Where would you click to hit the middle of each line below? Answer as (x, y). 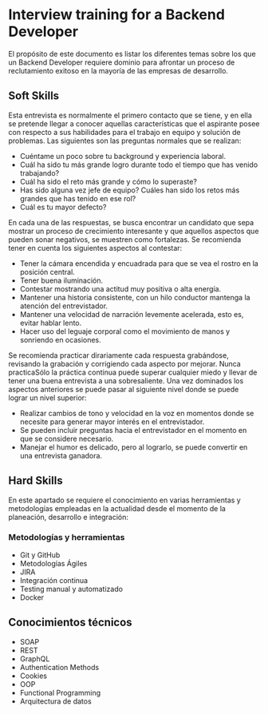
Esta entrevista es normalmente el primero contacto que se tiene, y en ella (130, 115)
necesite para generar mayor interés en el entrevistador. (112, 422)
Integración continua (54, 580)
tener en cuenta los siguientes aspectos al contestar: (95, 248)
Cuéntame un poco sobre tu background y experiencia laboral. (122, 156)
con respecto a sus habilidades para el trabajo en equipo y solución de (124, 132)
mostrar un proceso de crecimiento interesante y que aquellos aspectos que (134, 231)
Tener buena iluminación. (61, 280)
